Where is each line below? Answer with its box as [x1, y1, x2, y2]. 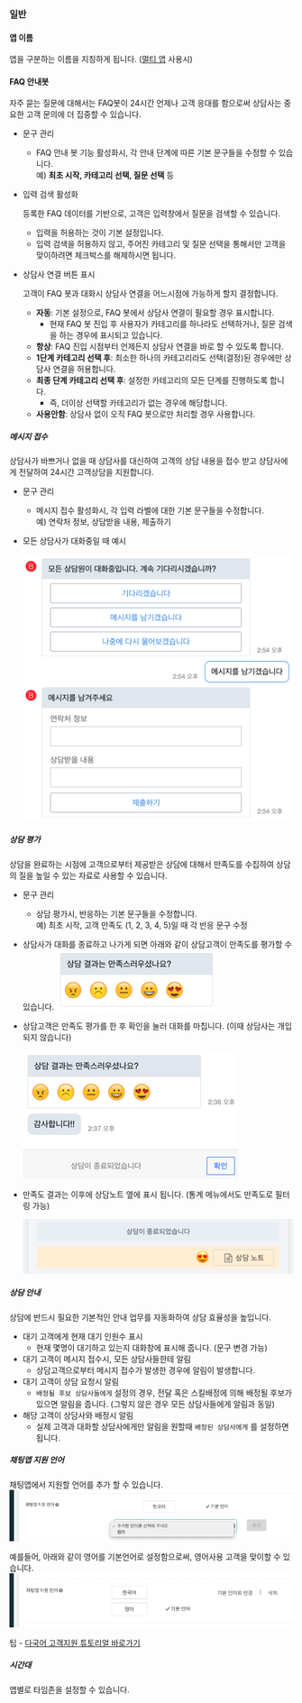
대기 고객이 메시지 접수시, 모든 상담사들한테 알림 [22, 1353, 191, 1364]
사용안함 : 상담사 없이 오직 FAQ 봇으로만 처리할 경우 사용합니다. [35, 408, 256, 420]
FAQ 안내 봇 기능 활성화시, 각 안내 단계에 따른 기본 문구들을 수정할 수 [35, 147, 277, 159]
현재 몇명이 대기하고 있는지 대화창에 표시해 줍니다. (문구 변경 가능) [35, 1341, 268, 1353]
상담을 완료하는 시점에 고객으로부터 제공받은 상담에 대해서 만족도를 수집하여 [9, 858, 275, 869]
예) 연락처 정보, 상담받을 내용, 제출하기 [35, 517, 171, 527]
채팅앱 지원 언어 [9, 1454, 65, 1466]
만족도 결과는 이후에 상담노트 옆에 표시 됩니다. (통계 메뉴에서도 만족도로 [22, 1188, 273, 1200]
